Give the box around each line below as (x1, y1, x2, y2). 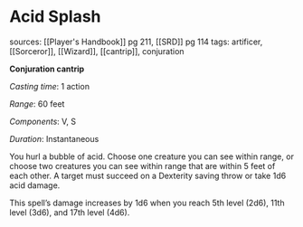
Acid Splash (9, 6, 101, 27)
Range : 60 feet (9, 98, 65, 109)
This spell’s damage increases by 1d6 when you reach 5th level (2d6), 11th (9, 197, 285, 208)
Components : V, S (9, 116, 77, 127)
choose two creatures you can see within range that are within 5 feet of (9, 160, 276, 171)
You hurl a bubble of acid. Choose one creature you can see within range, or (9, 151, 294, 162)
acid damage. (9, 179, 61, 191)
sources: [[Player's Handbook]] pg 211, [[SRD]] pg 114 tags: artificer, (9, 36, 263, 47)
